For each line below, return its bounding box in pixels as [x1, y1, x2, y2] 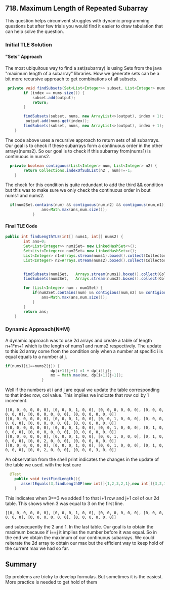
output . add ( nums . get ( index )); [25, 119, 90, 124]
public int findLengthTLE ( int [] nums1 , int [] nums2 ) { [5, 234, 123, 240]
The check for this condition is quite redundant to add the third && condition [5, 182, 163, 188]
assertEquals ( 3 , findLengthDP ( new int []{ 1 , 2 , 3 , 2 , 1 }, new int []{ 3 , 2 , [21, 481, 164, 486]
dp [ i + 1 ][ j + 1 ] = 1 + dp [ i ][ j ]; [50, 368, 112, 373]
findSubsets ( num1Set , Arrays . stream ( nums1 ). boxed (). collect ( [23, 272, 159, 277]
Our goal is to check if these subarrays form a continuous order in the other [5, 142, 163, 149]
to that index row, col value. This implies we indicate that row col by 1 [5, 392, 149, 398]
